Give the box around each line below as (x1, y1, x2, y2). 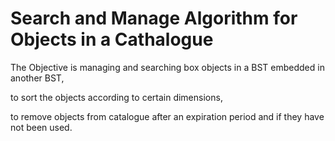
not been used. (10, 121, 73, 133)
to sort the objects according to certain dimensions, (10, 91, 223, 103)
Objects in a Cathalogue (10, 28, 214, 51)
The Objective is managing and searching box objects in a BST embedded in (10, 61, 325, 73)
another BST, (10, 72, 65, 84)
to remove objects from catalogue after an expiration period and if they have (10, 110, 325, 122)
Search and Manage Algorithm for (10, 7, 298, 30)
